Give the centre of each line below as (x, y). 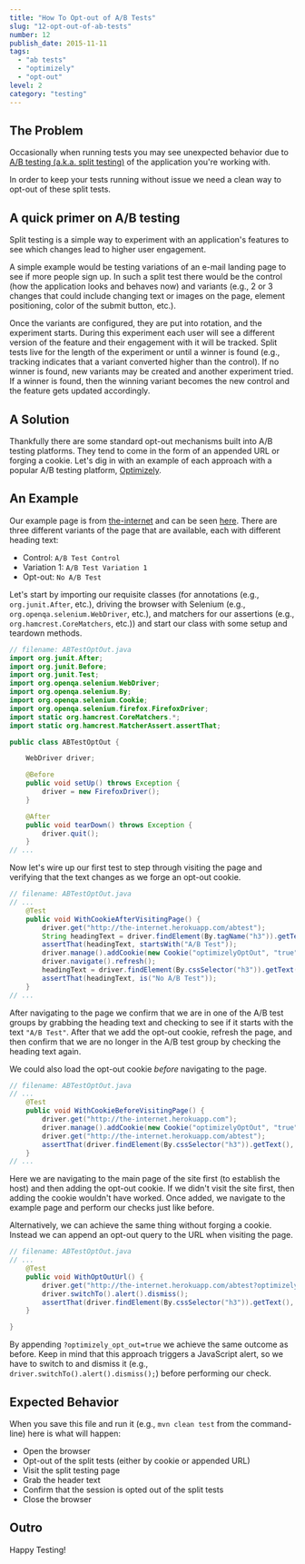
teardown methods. (46, 633)
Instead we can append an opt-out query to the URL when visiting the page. (151, 1235)
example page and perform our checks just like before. (112, 1208)
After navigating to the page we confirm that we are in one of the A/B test (147, 1013)
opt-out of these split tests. (60, 189)
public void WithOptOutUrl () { (85, 1277)
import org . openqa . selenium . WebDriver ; (85, 683)
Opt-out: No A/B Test (62, 577)
